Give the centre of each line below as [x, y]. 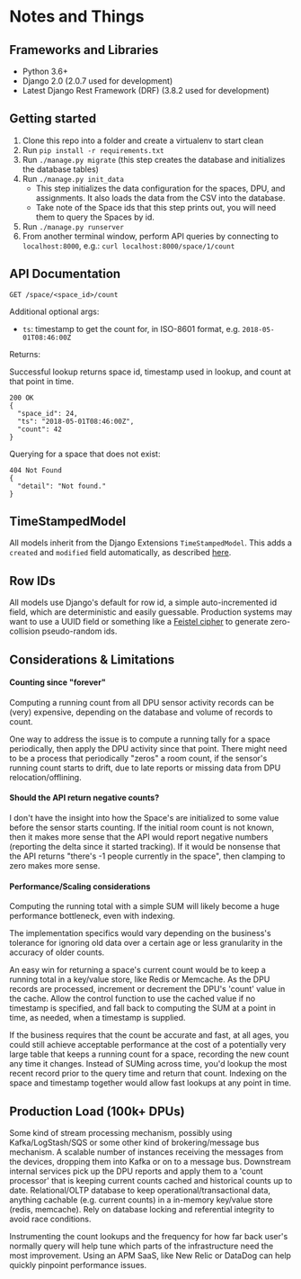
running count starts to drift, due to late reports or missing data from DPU [145, 768]
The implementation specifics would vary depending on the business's [140, 933]
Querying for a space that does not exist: [85, 454]
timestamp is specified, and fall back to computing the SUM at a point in [142, 1008]
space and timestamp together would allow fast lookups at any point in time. [150, 1083]
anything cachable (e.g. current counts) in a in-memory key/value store [141, 1200]
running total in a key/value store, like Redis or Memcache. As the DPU [140, 979]
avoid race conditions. [50, 1219]
